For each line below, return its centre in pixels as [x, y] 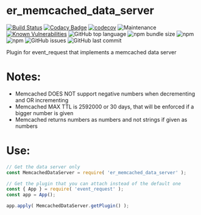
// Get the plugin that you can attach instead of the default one [94, 183]
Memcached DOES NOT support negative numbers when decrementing [105, 93]
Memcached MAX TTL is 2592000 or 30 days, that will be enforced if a [104, 107]
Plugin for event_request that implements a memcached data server [91, 52]
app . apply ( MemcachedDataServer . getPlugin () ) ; [68, 206]
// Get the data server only [43, 167]
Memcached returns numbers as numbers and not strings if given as [101, 119]
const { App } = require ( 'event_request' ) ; [65, 189]
